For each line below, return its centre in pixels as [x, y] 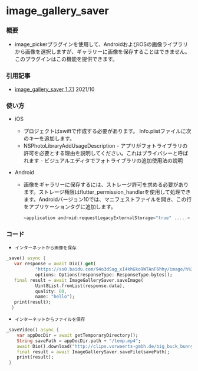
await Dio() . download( [44, 346]
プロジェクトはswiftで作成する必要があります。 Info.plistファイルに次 [107, 131]
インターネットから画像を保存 [45, 248]
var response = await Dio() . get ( [55, 264]
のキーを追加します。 [49, 139]
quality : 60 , [51, 291]
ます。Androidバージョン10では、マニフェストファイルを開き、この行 [108, 200]
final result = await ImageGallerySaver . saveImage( [79, 280]
